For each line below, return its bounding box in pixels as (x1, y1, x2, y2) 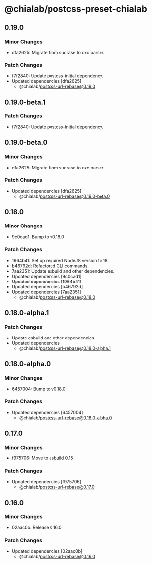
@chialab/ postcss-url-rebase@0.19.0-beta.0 (19, 193, 110, 199)
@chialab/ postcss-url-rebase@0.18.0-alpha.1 (19, 345, 111, 351)
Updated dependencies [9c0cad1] (11, 273, 82, 279)
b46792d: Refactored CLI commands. (11, 263, 89, 269)
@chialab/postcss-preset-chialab (4, 3, 147, 15)
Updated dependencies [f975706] (11, 479, 82, 485)
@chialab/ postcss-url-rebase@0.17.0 (19, 484, 95, 490)
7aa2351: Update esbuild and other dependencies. (11, 268, 115, 274)
